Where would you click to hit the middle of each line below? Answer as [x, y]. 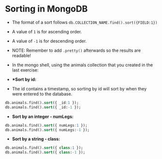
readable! [22, 55]
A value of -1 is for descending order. [49, 41]
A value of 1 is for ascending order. [47, 31]
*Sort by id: [24, 79]
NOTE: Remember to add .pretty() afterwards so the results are [76, 50]
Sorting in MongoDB [46, 9]
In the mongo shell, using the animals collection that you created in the [82, 65]
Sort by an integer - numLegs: [43, 116]
